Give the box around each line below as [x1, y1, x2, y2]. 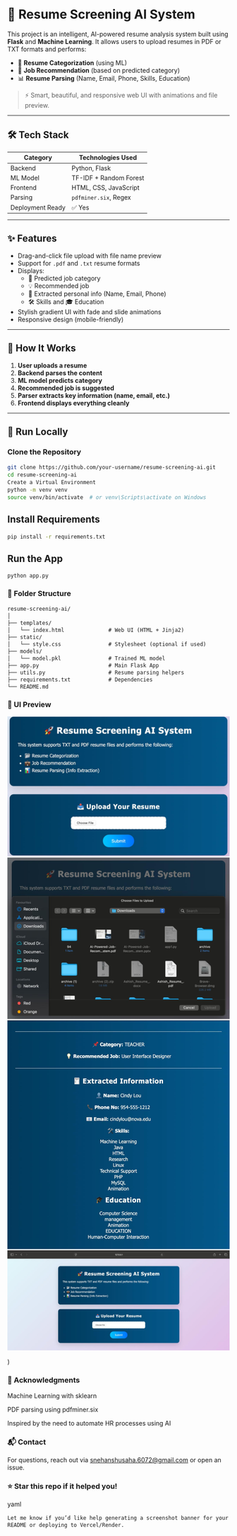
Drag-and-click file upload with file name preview [17, 251, 162, 260]
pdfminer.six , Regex [71, 193, 132, 202]
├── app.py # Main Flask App [7, 662, 159, 670]
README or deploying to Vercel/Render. [7, 1522, 125, 1529]
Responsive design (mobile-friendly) [17, 315, 124, 323]
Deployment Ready [10, 203, 66, 212]
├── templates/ [7, 619, 52, 627]
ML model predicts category [17, 376, 102, 384]
